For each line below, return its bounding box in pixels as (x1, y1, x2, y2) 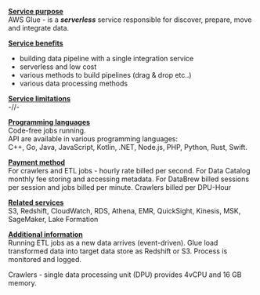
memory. (8, 279, 37, 287)
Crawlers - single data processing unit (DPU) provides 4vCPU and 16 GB (8, 270, 242, 279)
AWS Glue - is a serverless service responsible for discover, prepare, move (8, 15, 252, 24)
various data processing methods (19, 78, 128, 88)
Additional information (8, 230, 84, 239)
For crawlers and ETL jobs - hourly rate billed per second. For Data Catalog (8, 166, 251, 175)
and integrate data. (8, 24, 70, 32)
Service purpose (8, 7, 64, 16)
